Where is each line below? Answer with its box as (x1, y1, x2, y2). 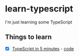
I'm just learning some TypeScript (5, 19, 73, 25)
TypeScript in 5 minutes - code (12, 45, 74, 51)
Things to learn (5, 33, 52, 41)
